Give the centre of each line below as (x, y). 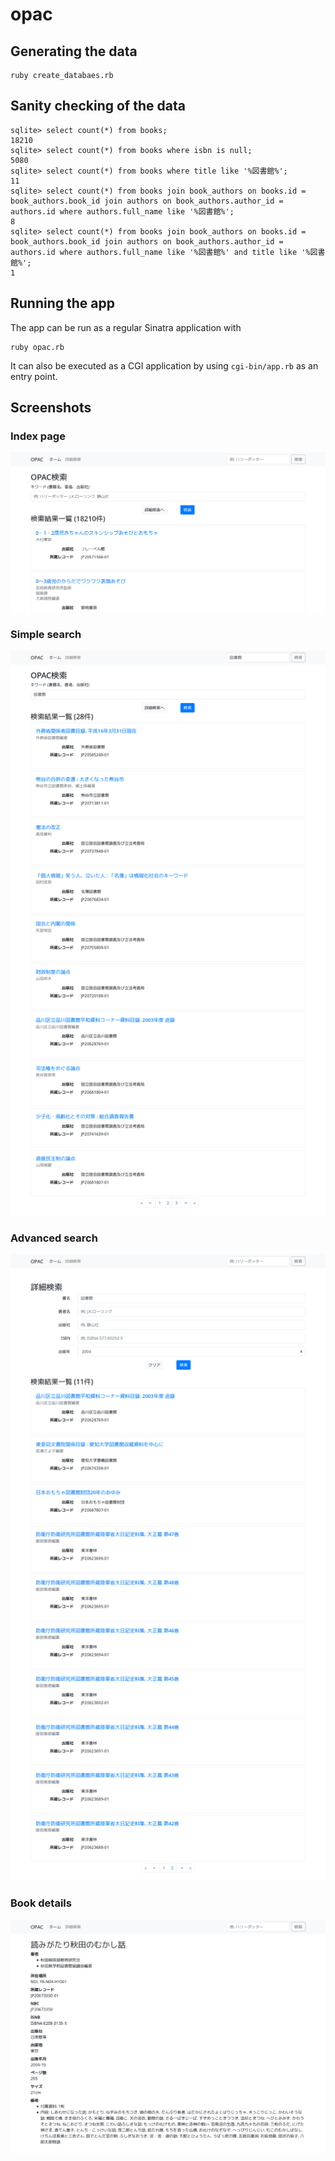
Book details (41, 1903)
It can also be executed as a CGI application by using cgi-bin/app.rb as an (164, 365)
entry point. (34, 376)
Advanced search (54, 1238)
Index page (38, 436)
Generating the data (74, 51)
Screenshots (51, 408)
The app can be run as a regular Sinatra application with (126, 327)
